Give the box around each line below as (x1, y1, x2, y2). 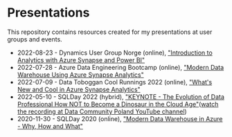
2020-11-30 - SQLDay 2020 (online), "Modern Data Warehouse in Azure (17, 114, 223, 122)
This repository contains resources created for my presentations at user (7, 28, 213, 36)
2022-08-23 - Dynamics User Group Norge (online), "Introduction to (17, 48, 213, 57)
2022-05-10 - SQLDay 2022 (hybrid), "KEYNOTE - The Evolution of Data (17, 92, 225, 101)
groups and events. (7, 35, 62, 43)
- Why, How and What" (17, 122, 83, 130)
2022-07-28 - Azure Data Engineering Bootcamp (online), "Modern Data (17, 63, 224, 71)
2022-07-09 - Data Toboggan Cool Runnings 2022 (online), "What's (17, 77, 213, 86)
